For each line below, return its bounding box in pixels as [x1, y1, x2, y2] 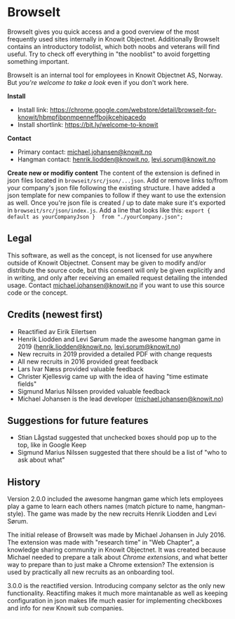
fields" [17, 380, 37, 388]
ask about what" [17, 455, 65, 464]
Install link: [17, 105, 49, 114]
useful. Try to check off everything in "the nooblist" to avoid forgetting [7, 50, 210, 58]
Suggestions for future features [7, 415, 149, 427]
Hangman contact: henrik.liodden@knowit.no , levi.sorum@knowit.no [17, 155, 216, 164]
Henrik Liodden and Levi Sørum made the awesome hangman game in [17, 335, 221, 343]
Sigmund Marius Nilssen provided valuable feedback [17, 387, 170, 395]
